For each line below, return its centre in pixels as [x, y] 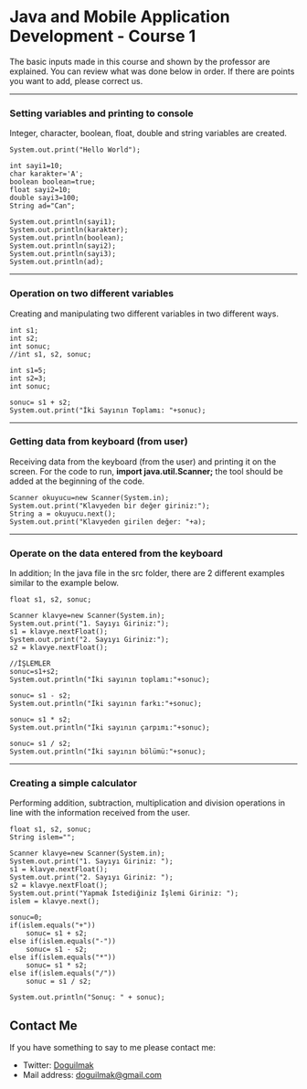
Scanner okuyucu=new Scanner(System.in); [90, 497]
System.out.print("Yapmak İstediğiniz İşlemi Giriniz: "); [124, 893]
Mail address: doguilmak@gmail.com [92, 1075]
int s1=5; [28, 370]
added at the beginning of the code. [77, 481]
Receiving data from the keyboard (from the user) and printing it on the [143, 461]
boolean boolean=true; [53, 182]
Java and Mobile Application [120, 17]
